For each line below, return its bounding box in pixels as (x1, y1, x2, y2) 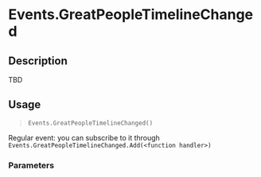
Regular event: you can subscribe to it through (8, 133, 161, 142)
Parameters (8, 160, 54, 171)
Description (8, 54, 68, 67)
